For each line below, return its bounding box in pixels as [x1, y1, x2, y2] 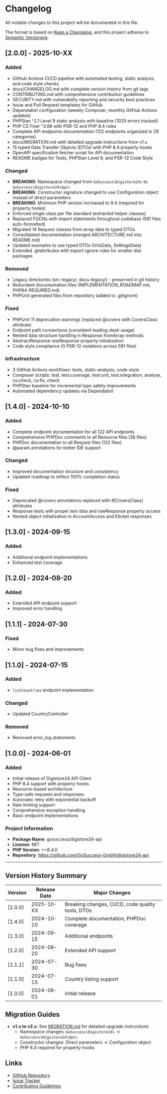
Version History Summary [5, 871, 87, 880]
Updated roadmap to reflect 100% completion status [12, 474, 120, 480]
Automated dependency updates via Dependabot [12, 388, 113, 394]
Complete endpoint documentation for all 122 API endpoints [12, 429, 135, 435]
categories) [12, 133, 36, 140]
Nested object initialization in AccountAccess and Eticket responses [12, 514, 152, 520]
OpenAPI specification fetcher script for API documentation [12, 149, 134, 155]
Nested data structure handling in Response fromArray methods [12, 332, 144, 338]
